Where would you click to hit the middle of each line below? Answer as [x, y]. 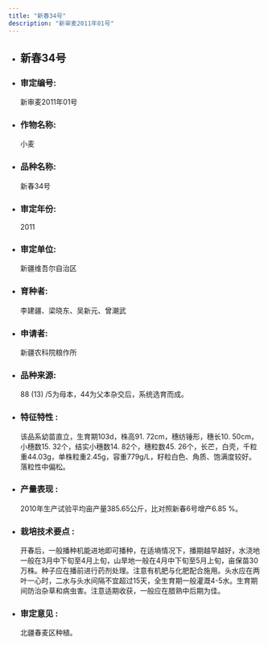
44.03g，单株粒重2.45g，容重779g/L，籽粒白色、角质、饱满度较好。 [141, 456]
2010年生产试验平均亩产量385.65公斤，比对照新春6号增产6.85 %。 [131, 508]
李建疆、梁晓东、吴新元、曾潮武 [73, 310]
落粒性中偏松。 [45, 466]
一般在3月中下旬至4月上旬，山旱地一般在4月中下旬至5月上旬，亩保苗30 [139, 560]
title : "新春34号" [37, 16]
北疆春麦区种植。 [48, 633]
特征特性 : [39, 418]
